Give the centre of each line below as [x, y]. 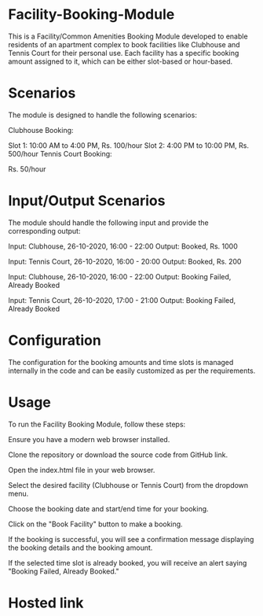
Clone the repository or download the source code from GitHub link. [118, 455]
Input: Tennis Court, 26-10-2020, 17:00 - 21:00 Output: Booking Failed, [122, 300]
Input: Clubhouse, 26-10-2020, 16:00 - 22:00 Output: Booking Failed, [120, 276]
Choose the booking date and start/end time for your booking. [109, 508]
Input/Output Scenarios [87, 201]
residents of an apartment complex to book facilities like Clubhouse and [124, 44]
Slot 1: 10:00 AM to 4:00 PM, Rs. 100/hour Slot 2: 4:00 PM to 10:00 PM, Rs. [129, 145]
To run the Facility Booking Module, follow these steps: [97, 424]
